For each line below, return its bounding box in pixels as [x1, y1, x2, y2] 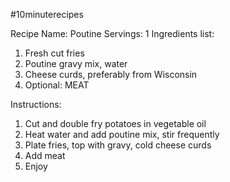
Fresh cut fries [24, 47, 85, 59]
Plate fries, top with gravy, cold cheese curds [24, 139, 212, 151]
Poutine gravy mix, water [24, 58, 128, 69]
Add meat [24, 150, 66, 161]
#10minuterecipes [10, 9, 84, 20]
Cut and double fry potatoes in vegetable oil [24, 118, 207, 129]
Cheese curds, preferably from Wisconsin [24, 69, 198, 80]
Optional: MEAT [24, 79, 90, 91]
